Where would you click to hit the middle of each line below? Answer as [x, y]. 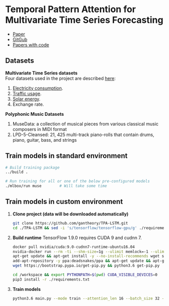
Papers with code [31, 45]
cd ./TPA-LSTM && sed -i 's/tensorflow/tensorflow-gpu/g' [75, 228]
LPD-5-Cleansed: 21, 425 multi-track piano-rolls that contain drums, [83, 135]
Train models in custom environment [64, 202]
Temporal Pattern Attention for [71, 9]
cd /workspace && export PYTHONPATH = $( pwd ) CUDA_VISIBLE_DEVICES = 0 [85, 275]
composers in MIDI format [40, 129]
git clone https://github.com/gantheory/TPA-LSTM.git [70, 223]
